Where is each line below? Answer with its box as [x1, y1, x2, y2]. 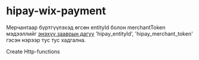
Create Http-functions [6, 48, 61, 55]
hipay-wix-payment [6, 4, 106, 18]
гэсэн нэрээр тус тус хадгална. [6, 36, 86, 43]
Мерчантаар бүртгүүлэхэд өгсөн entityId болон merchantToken [6, 24, 166, 31]
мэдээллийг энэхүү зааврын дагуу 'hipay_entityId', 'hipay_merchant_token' [6, 30, 193, 37]
